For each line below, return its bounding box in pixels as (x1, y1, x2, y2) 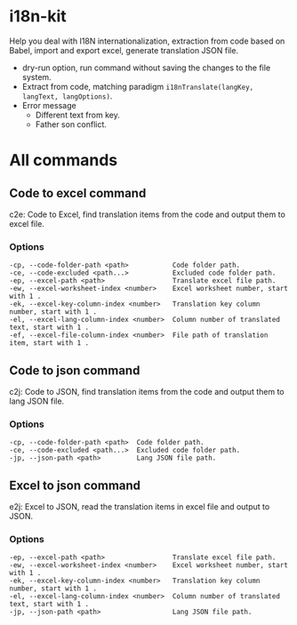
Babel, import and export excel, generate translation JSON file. (9, 44, 238, 55)
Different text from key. (35, 109, 120, 120)
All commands (9, 150, 118, 171)
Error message (21, 100, 77, 110)
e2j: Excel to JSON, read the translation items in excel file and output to (9, 501, 270, 512)
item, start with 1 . (9, 339, 90, 348)
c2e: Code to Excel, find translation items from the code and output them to (9, 209, 286, 220)
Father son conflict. (35, 118, 107, 130)
